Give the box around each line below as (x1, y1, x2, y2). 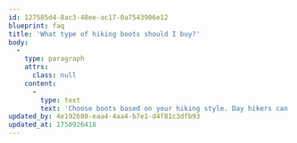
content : (24, 79, 57, 88)
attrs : (24, 63, 49, 72)
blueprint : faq (8, 21, 65, 30)
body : (8, 37, 29, 47)
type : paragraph (24, 54, 86, 63)
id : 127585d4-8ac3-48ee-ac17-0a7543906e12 (8, 12, 169, 22)
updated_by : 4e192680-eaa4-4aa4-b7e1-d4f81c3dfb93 (8, 112, 201, 121)
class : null (31, 71, 77, 80)
